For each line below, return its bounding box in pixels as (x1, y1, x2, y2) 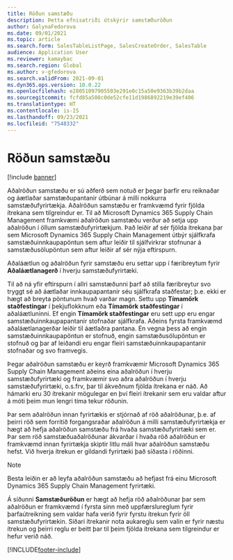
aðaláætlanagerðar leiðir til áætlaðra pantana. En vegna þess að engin (7, 324, 207, 333)
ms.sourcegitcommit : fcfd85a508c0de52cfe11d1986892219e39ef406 (7, 95, 195, 102)
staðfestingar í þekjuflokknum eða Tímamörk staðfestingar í (7, 302, 183, 310)
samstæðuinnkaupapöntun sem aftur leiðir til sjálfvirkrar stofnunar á (7, 238, 202, 247)
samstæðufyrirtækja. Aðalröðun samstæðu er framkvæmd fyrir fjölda (7, 201, 205, 209)
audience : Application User (7, 49, 89, 56)
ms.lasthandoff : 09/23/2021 (7, 113, 89, 120)
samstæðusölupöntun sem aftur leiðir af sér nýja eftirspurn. (7, 246, 177, 254)
